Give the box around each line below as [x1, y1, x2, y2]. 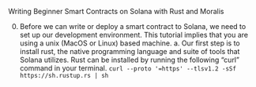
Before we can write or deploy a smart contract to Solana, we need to [19, 22, 247, 31]
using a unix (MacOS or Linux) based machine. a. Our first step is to [19, 38, 241, 48]
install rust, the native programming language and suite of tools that [19, 47, 240, 56]
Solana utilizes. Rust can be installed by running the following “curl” [19, 55, 239, 64]
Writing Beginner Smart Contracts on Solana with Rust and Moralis [8, 7, 224, 16]
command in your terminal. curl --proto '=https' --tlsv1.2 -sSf [19, 63, 237, 73]
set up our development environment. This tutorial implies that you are [19, 31, 249, 39]
